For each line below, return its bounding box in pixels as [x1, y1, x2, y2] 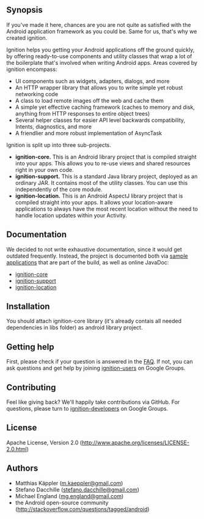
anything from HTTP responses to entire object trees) [15, 110, 150, 117]
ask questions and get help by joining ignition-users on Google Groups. [6, 364, 186, 372]
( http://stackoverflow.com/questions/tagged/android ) [15, 505, 150, 513]
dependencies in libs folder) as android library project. [6, 324, 143, 331]
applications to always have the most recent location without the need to [15, 205, 199, 212]
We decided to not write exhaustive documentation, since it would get [6, 245, 182, 253]
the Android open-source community [15, 499, 109, 506]
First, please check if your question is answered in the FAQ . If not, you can [6, 358, 194, 365]
